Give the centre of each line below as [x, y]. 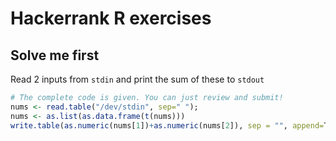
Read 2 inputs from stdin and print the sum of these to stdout [137, 79]
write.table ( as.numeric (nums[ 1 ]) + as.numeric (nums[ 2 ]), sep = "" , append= [167, 125]
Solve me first [55, 55]
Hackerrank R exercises [111, 18]
